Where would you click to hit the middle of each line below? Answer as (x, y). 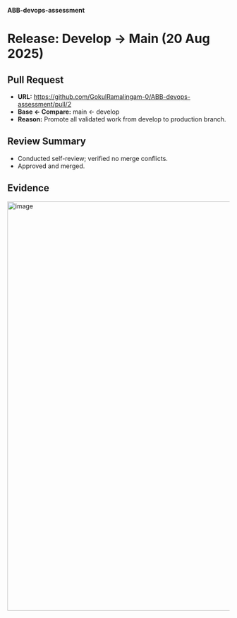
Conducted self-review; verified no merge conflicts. (92, 158)
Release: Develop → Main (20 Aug (109, 39)
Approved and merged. (51, 166)
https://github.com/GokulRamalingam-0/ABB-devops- (112, 97)
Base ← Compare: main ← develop (68, 112)
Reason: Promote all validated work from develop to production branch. (122, 119)
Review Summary (47, 142)
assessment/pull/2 (44, 104)
